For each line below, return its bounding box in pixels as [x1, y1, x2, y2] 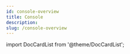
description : [6, 19, 38, 25]
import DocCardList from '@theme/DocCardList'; [6, 41, 125, 48]
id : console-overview [6, 8, 59, 15]
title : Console [6, 14, 44, 20]
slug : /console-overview [6, 25, 67, 31]
